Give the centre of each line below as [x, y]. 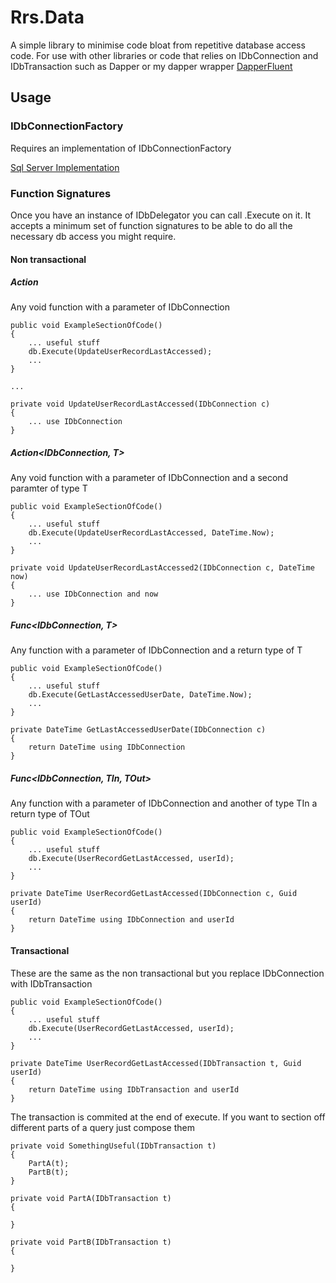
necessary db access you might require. [93, 236]
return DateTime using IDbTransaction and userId [134, 1089]
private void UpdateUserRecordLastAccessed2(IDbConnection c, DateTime [162, 568]
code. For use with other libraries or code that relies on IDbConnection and [164, 55]
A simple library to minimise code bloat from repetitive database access [158, 45]
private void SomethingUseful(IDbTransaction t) [113, 1146]
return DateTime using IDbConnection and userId [131, 920]
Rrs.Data [47, 17]
